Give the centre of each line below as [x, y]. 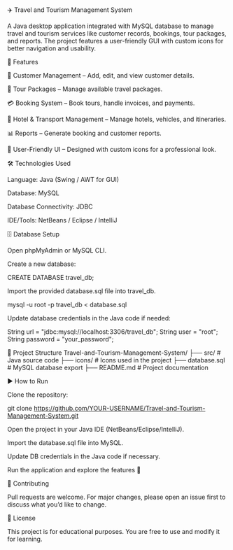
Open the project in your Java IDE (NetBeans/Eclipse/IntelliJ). [96, 429]
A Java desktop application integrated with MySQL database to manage [111, 26]
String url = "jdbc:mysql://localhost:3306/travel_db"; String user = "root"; [113, 332]
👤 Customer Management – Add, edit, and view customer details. [101, 75]
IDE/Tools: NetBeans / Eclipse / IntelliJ [62, 220]
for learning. [25, 539]
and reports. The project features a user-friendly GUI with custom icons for [115, 41]
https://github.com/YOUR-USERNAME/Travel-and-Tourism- [120, 408]
